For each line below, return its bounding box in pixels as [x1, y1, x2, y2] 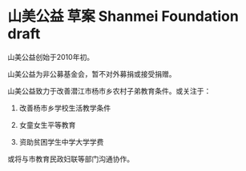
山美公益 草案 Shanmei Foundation [7, 7, 240, 26]
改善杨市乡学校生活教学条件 [18, 103, 111, 113]
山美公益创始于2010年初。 [7, 52, 94, 62]
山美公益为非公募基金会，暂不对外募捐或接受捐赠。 [7, 69, 176, 78]
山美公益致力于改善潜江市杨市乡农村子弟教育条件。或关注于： [7, 85, 212, 96]
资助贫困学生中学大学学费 [18, 137, 104, 146]
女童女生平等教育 [18, 120, 76, 129]
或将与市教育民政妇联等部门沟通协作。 [7, 153, 134, 164]
